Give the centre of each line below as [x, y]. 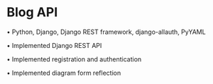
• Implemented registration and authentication [74, 59]
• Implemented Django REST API [54, 45]
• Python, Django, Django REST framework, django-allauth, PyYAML [106, 32]
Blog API [32, 12]
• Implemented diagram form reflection [64, 73]
